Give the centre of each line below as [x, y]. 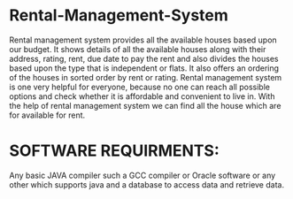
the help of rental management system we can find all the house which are [145, 105]
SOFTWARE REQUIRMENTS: [114, 151]
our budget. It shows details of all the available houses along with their [138, 49]
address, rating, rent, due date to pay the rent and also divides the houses [144, 58]
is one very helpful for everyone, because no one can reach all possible [139, 87]
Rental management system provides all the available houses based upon [143, 40]
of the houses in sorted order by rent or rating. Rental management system [146, 77]
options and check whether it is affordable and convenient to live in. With [142, 96]
